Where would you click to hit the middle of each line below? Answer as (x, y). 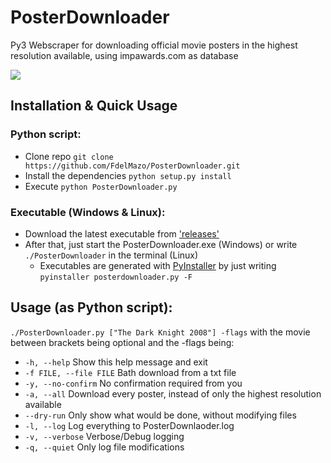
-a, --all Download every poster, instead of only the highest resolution (173, 393)
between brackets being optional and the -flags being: (122, 342)
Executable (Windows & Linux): (88, 212)
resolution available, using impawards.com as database (124, 55)
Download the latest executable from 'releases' (122, 233)
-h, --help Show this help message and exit (116, 362)
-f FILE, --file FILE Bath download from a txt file (130, 372)
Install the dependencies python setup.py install (128, 175)
